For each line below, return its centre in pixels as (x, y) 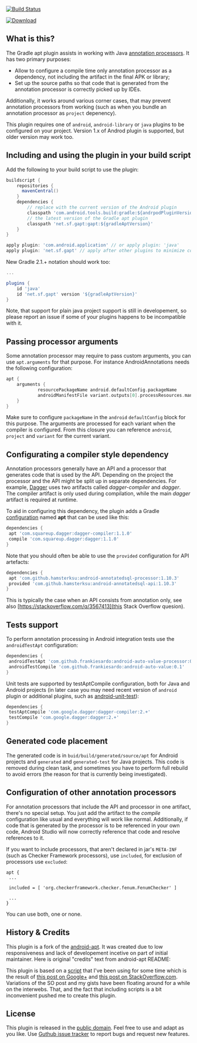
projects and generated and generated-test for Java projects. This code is (95, 762)
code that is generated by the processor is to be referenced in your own (93, 825)
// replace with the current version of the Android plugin (102, 208)
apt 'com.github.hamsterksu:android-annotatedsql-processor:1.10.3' (94, 578)
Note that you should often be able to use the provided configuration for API (98, 556)
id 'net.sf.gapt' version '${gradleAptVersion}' (77, 294)
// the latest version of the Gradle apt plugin (88, 218)
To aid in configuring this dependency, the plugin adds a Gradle (83, 511)
